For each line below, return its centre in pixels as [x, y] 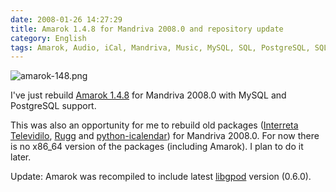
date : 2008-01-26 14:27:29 [66, 19]
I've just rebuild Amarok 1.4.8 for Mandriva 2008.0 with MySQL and [148, 95]
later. [21, 157]
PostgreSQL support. [53, 106]
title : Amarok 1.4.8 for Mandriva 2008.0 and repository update [147, 29]
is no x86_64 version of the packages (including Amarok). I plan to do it [157, 147]
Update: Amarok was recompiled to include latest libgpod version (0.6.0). [161, 177]
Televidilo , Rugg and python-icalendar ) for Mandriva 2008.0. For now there [165, 136]
